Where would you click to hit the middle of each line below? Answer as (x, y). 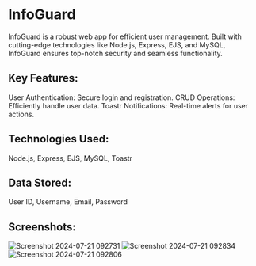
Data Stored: (40, 182)
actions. (21, 114)
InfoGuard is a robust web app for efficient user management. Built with (125, 36)
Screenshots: (42, 227)
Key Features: (43, 78)
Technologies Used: (59, 139)
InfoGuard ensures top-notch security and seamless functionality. (116, 53)
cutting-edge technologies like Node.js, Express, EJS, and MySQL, (117, 44)
